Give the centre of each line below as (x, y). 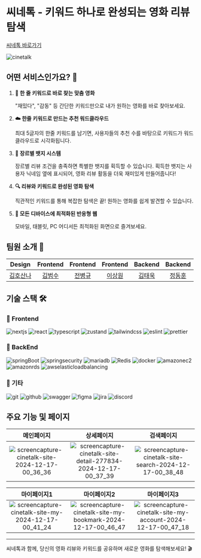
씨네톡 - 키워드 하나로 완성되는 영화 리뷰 (98, 12)
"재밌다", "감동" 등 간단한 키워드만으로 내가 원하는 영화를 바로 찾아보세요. (100, 105)
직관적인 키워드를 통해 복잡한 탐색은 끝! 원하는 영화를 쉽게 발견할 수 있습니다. (104, 201)
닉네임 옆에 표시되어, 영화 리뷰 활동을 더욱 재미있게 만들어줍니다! (101, 173)
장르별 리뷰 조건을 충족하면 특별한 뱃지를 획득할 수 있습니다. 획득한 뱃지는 (100, 166)
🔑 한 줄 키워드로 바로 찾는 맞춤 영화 (55, 93)
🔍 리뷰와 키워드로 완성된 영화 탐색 (54, 186)
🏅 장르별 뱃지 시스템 (38, 153)
